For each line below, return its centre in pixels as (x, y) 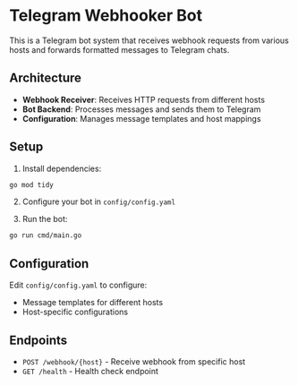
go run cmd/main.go (46, 235)
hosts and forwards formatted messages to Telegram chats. (119, 49)
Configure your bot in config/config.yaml (99, 201)
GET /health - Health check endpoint (90, 371)
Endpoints (38, 340)
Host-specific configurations (75, 312)
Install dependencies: (62, 168)
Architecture (46, 78)
